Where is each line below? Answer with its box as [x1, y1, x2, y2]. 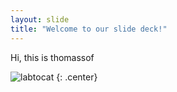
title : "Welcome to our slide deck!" [10, 24, 168, 34]
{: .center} [56, 71, 98, 83]
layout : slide [10, 14, 70, 25]
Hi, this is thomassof [10, 51, 95, 63]
